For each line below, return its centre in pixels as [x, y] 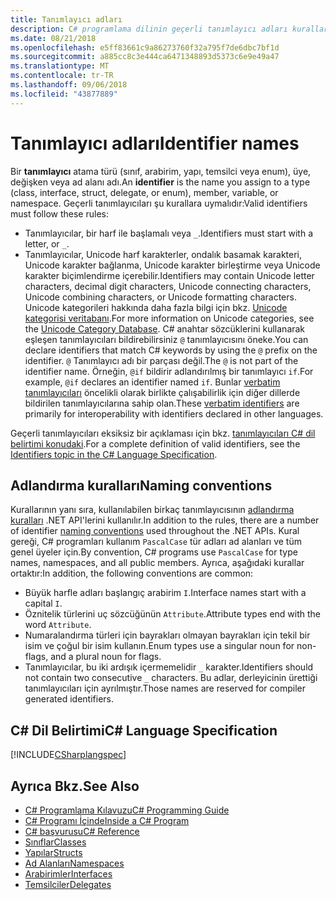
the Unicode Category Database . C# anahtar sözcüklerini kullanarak [165, 328]
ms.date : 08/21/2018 [53, 38]
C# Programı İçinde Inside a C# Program [107, 820]
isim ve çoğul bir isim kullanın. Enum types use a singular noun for [159, 646]
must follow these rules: [59, 213]
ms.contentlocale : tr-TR [62, 76]
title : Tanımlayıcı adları [66, 19]
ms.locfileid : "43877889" [64, 94]
